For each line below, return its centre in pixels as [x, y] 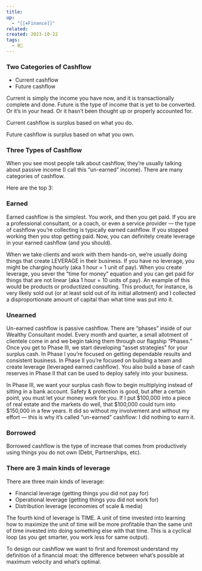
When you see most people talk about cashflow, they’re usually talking [94, 163]
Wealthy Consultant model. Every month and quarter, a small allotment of [97, 335]
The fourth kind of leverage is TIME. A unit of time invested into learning [96, 518]
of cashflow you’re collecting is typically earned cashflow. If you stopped [97, 229]
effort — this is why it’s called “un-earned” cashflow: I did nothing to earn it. [101, 417]
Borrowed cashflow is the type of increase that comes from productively [96, 446]
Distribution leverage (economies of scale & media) [79, 506]
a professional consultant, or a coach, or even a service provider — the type [101, 223]
